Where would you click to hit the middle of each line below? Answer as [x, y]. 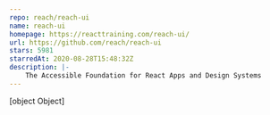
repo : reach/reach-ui [50, 17]
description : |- [39, 68]
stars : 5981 [31, 51]
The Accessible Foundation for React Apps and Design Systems [143, 76]
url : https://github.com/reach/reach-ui [86, 42]
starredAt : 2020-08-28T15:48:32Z [72, 59]
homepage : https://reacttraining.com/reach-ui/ [100, 34]
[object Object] [37, 101]
